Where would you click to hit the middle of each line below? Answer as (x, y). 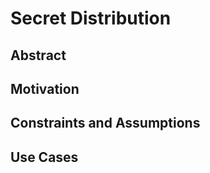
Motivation (45, 88)
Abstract (38, 55)
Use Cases (44, 157)
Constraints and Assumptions (105, 123)
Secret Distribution (91, 18)
